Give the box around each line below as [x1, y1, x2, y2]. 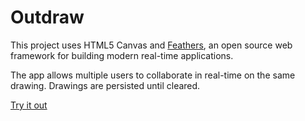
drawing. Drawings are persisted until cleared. [10, 79, 201, 91]
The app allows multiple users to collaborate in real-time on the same [10, 69, 296, 81]
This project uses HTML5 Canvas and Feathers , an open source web [10, 39, 293, 51]
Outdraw [10, 6, 85, 29]
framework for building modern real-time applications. [10, 49, 234, 61]
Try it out [10, 99, 48, 111]
